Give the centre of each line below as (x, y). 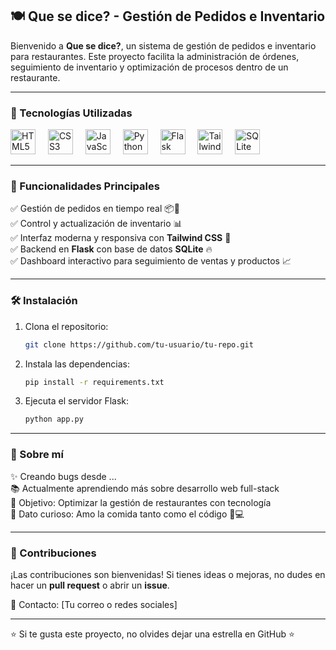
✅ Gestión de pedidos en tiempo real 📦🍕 (95, 209)
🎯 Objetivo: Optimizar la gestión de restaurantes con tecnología (141, 502)
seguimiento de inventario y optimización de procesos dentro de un (149, 67)
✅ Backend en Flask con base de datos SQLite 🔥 (111, 249)
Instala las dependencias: (77, 364)
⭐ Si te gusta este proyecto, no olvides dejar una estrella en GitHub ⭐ (152, 634)
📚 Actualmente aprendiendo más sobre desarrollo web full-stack (145, 488)
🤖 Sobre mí (37, 455)
